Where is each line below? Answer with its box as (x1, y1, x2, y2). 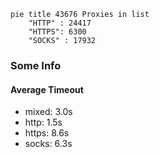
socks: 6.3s (24, 138, 73, 150)
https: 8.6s (24, 127, 70, 139)
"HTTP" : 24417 (28, 18, 92, 28)
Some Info (10, 58, 62, 72)
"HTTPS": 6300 (28, 27, 87, 37)
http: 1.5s (24, 116, 63, 129)
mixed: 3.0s (24, 106, 73, 118)
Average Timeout (10, 83, 84, 95)
